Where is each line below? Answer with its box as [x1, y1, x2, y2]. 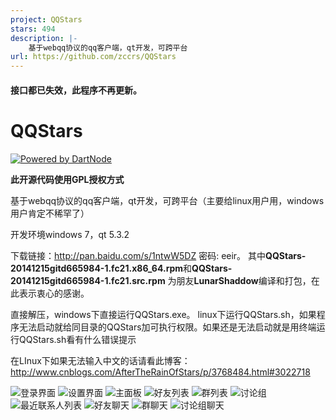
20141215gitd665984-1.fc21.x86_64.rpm [10, 262, 184, 274]
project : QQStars [10, 14, 83, 25]
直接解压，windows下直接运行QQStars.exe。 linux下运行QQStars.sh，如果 [10, 308, 317, 320]
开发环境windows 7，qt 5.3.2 [10, 228, 130, 240]
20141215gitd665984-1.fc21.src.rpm [10, 274, 166, 286]
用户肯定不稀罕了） [10, 207, 90, 219]
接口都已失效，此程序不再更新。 [10, 84, 142, 96]
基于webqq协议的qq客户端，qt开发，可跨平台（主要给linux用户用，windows [10, 194, 325, 206]
